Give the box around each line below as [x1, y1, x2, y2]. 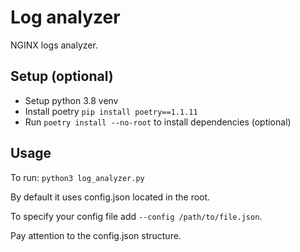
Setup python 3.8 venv [24, 94, 119, 106]
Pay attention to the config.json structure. [10, 229, 182, 241]
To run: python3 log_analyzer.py [10, 171, 145, 183]
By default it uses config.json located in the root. [10, 191, 211, 203]
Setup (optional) [10, 68, 114, 85]
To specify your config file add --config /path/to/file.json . [10, 210, 263, 222]
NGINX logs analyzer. [10, 39, 98, 51]
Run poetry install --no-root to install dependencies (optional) [24, 116, 292, 128]
